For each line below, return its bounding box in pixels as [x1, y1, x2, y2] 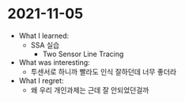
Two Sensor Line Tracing [42, 49, 124, 59]
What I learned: [18, 31, 70, 40]
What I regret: [18, 76, 64, 85]
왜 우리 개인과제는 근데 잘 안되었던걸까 [30, 85, 149, 95]
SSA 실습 [30, 40, 60, 50]
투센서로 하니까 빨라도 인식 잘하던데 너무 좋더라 [30, 66, 177, 76]
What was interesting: [18, 57, 90, 67]
